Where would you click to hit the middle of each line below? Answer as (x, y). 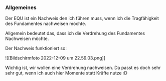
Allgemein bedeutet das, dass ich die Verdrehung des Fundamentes (75, 33)
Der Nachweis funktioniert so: (36, 48)
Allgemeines (21, 7)
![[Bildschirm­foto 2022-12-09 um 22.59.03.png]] (55, 58)
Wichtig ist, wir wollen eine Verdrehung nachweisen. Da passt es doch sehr (83, 68)
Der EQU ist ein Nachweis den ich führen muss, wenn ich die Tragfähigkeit (82, 18)
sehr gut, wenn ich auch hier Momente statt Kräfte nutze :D (66, 73)
